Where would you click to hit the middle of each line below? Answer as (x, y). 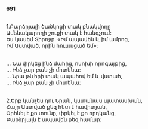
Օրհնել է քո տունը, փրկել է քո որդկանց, (61, 113)
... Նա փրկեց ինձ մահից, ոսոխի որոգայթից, (67, 63)
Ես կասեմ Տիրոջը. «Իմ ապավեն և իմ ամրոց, (68, 39)
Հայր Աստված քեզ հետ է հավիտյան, (57, 107)
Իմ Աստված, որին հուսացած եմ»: (52, 45)
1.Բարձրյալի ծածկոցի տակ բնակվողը (59, 27)
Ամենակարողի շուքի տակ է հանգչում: (59, 33)
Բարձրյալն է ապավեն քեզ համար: (54, 119)
